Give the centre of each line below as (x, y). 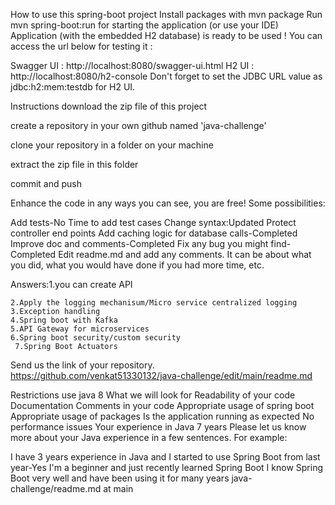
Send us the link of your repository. (82, 365)
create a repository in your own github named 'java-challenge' (138, 125)
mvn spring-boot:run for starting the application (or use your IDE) (144, 25)
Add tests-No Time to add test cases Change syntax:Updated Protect (153, 222)
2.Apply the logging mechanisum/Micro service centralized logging (154, 303)
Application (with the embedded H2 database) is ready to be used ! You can (166, 35)
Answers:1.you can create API (71, 284)
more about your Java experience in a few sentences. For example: (149, 437)
